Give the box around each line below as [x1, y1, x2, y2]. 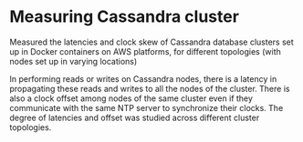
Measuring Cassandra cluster [9, 6, 240, 27]
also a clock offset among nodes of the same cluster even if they [9, 93, 254, 104]
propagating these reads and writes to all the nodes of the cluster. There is [9, 83, 290, 94]
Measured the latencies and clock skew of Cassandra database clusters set [9, 36, 294, 47]
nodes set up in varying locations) [9, 56, 138, 66]
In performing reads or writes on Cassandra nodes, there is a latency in [9, 73, 277, 84]
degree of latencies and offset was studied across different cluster [9, 112, 260, 123]
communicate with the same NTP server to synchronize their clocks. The [9, 102, 284, 113]
